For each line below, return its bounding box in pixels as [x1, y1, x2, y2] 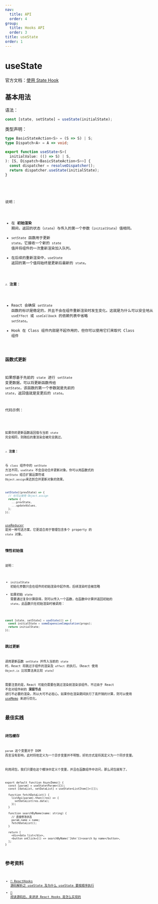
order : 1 [5, 39, 23, 44]
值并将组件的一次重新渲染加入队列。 [11, 246, 73, 251]
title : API [9, 12, 32, 17]
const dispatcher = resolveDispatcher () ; [9, 163, 95, 168]
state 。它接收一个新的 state [11, 241, 62, 246]
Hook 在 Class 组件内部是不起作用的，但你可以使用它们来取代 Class [11, 328, 135, 333]
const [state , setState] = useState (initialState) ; [5, 116, 113, 122]
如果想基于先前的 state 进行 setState [5, 375, 72, 380]
